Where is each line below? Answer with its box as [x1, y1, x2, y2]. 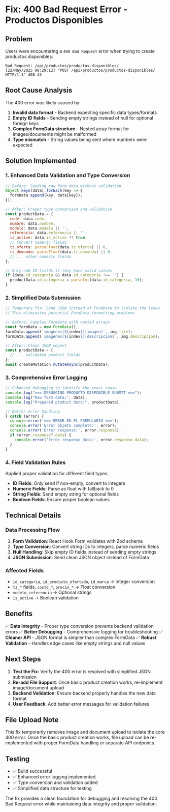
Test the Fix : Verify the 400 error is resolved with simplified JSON [12, 668, 151, 675]
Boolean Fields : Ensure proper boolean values [12, 496, 110, 502]
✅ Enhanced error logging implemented [12, 774, 96, 780]
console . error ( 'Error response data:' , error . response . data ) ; [14, 437, 149, 442]
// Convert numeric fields [10, 240, 67, 245]
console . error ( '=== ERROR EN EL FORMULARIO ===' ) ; [10, 418, 119, 423]
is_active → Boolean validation [12, 594, 79, 601]
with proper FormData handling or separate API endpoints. [33, 740, 156, 746]
